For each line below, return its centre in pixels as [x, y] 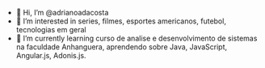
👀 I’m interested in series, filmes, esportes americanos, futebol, [121, 21]
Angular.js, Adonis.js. [51, 55]
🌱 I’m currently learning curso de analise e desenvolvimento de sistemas [137, 38]
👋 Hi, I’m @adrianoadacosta [62, 13]
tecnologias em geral [51, 30]
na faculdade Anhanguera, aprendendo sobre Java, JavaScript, [122, 47]
